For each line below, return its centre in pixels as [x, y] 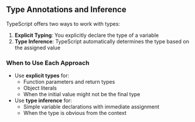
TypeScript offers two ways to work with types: [63, 23]
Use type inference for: [43, 101]
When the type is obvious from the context [75, 113]
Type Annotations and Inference [66, 10]
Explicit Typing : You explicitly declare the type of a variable [87, 35]
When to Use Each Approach [48, 63]
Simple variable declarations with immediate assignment [91, 107]
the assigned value [37, 48]
